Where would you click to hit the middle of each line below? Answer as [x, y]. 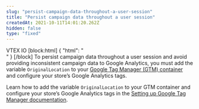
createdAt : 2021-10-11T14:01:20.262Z [53, 23]
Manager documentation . [37, 100]
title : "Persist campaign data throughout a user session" [81, 17]
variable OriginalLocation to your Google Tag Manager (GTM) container [94, 69]
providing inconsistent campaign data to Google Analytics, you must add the [99, 63]
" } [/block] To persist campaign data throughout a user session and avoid [97, 57]
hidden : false [24, 28]
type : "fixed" [24, 34]
